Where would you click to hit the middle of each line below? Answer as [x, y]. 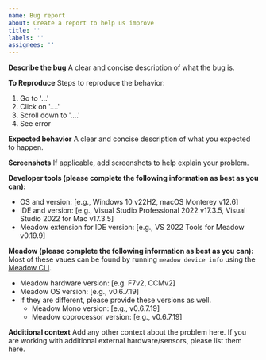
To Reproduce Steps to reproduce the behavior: [87, 83]
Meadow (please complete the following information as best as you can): [131, 251]
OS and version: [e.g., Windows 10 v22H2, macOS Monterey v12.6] [129, 202]
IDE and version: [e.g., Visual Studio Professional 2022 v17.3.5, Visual [133, 210]
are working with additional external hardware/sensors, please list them [125, 341]
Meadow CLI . [30, 268]
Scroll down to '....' [50, 115]
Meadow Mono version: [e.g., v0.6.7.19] [96, 308]
